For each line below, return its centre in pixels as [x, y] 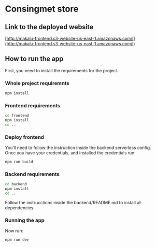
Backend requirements [32, 174]
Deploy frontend [25, 137]
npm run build [19, 162]
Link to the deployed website [49, 27]
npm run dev [17, 240]
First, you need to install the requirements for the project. [62, 70]
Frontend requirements [33, 105]
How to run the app [34, 59]
